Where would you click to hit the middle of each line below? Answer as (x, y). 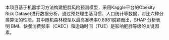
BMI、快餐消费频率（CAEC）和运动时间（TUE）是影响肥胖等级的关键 (83, 26)
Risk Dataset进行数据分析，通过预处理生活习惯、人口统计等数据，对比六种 (82, 13)
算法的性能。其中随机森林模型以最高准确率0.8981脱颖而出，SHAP (78, 20)
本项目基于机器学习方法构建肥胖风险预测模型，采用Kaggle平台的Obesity (80, 7)
